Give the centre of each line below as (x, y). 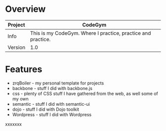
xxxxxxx (14, 124)
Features (24, 69)
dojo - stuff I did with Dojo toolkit (46, 109)
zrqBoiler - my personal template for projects (58, 83)
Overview (25, 9)
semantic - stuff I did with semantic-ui (51, 104)
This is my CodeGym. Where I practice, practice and (90, 33)
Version (17, 47)
